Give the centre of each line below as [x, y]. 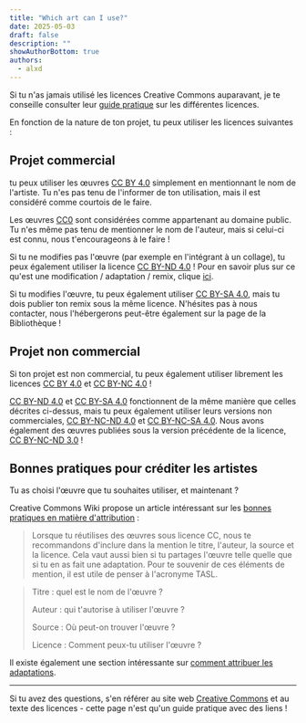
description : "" [40, 43]
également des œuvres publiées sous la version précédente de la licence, [148, 430]
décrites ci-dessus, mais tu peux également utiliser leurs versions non [141, 411]
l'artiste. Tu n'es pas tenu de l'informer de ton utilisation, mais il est [135, 192]
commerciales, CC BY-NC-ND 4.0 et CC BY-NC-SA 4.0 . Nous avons [137, 420]
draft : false [34, 35]
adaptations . [33, 673]
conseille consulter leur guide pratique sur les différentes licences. [134, 104]
